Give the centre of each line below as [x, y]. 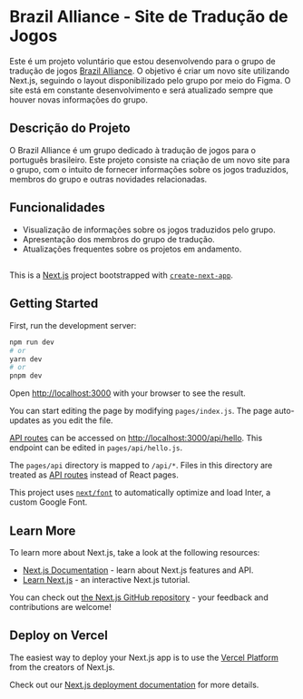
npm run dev [32, 342]
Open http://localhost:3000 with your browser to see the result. [128, 393]
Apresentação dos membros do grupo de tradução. [118, 239]
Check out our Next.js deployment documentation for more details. [134, 684]
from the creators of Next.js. [62, 667]
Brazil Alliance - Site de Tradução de [149, 17]
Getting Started [54, 304]
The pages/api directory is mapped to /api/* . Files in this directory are [141, 466]
